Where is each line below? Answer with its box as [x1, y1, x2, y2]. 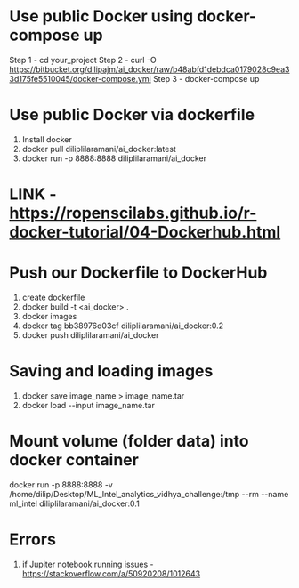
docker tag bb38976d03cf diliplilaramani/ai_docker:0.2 [21, 320, 224, 331]
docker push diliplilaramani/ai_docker [21, 330, 159, 340]
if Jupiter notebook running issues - [21, 559, 154, 569]
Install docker [21, 133, 73, 144]
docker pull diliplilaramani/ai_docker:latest [21, 143, 176, 154]
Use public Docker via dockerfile [9, 105, 255, 125]
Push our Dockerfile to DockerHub [9, 262, 268, 283]
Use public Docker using [9, 6, 194, 27]
